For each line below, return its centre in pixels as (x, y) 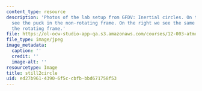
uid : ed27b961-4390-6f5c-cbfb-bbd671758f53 (62, 78)
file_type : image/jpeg (35, 40)
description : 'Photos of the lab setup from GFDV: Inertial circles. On (99, 17)
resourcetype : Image (32, 67)
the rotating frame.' (39, 28)
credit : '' (25, 56)
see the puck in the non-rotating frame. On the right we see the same (103, 23)
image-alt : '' (29, 62)
